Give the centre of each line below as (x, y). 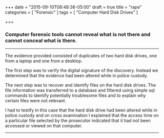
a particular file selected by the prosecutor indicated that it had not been (78, 121)
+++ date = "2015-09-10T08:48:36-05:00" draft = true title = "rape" (73, 7)
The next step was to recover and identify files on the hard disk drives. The (81, 85)
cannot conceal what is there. (41, 40)
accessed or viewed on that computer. (44, 126)
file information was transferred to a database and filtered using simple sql (80, 91)
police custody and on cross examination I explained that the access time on (82, 115)
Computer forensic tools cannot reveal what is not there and (78, 34)
